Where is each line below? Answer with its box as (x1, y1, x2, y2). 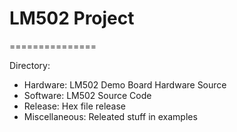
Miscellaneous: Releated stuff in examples (23, 110, 198, 122)
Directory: (9, 59, 51, 71)
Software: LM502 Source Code (23, 89, 152, 101)
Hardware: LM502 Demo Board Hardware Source (23, 78, 227, 91)
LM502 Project (9, 7, 135, 30)
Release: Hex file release (23, 100, 127, 112)
